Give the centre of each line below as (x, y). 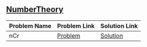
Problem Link (76, 26)
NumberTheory (35, 10)
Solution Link (119, 26)
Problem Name (30, 26)
